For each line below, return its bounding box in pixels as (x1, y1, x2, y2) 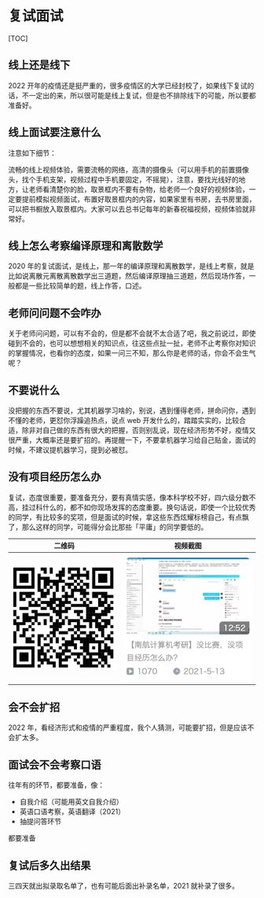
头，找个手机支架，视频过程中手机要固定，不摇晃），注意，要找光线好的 (8, 175, 239, 184)
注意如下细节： (8, 148, 57, 157)
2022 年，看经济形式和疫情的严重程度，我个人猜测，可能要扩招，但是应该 (8, 723, 247, 732)
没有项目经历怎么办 (8, 470, 101, 484)
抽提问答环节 (19, 817, 61, 826)
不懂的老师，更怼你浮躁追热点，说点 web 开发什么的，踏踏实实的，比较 (8, 416, 240, 425)
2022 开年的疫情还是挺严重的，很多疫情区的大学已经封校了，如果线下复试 (8, 80, 247, 90)
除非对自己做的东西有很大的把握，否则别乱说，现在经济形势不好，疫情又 (21, 425, 256, 435)
